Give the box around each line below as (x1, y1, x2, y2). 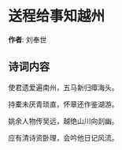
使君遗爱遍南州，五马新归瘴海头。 (8, 82, 119, 92)
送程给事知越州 (8, 7, 105, 25)
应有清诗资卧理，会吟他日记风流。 (8, 133, 119, 142)
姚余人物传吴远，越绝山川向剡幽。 (8, 116, 119, 126)
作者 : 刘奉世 (8, 35, 47, 44)
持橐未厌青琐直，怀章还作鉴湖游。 (8, 99, 119, 109)
